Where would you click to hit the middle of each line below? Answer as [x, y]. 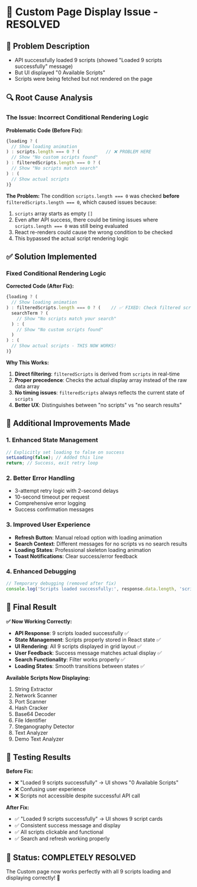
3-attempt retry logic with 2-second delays [67, 491]
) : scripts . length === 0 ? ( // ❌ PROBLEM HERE [79, 152]
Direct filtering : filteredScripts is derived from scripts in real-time [97, 374]
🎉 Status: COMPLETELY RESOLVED [71, 857]
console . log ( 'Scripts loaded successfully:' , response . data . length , [91, 589]
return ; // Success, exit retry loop [52, 463]
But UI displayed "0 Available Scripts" [60, 72]
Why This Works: [28, 362]
